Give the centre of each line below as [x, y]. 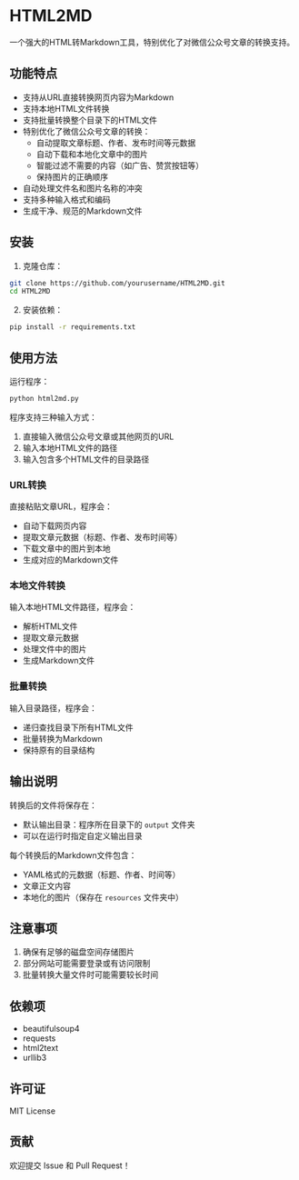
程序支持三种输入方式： [53, 417]
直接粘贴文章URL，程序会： [61, 506]
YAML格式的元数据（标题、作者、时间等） [101, 875]
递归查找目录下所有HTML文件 [78, 727]
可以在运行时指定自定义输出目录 [82, 835]
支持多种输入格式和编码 [66, 199]
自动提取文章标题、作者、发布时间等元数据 [116, 143]
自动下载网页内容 [55, 526]
